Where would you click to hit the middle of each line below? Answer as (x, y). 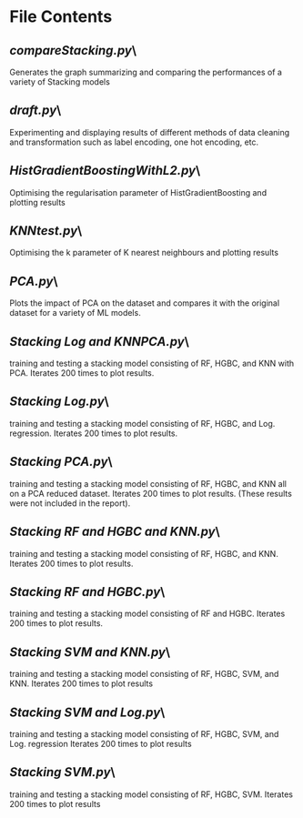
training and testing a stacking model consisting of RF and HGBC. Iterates (147, 614)
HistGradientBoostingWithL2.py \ (105, 171)
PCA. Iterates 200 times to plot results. (82, 373)
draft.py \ (35, 111)
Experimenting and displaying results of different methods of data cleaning (150, 132)
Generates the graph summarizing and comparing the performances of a (146, 72)
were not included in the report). (70, 503)
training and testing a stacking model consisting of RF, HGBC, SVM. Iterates (151, 794)
